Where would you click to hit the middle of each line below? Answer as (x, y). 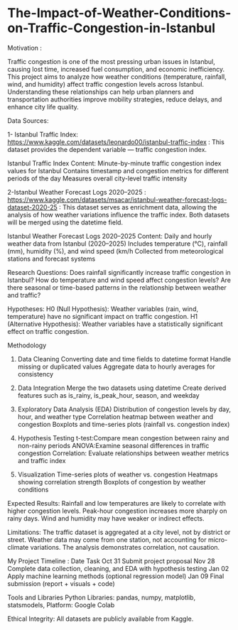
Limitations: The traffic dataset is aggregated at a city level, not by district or (119, 532)
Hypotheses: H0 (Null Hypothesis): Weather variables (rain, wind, (103, 309)
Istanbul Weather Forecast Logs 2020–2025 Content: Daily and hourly (110, 236)
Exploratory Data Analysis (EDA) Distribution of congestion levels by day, (124, 409)
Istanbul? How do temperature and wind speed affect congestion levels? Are (119, 280)
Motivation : (25, 48)
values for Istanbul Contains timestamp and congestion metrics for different (118, 170)
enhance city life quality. (43, 107)
